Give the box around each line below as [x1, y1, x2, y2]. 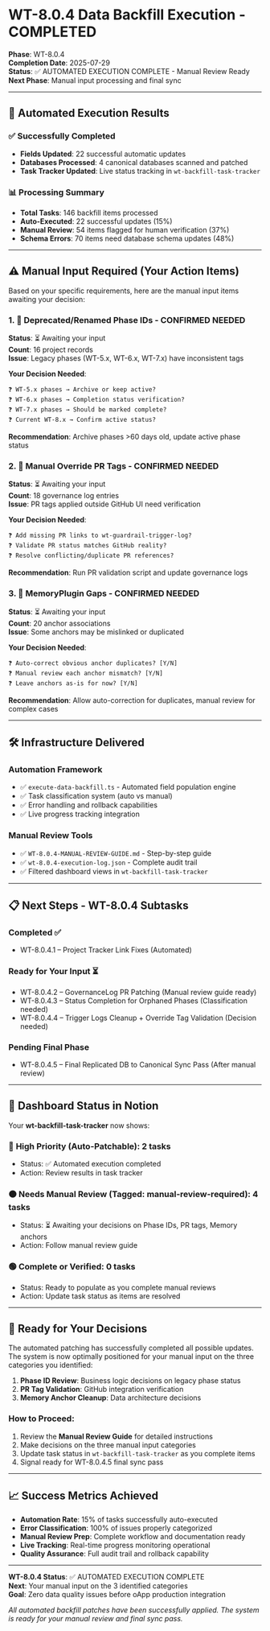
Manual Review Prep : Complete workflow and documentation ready [19, 1531, 246, 1541]
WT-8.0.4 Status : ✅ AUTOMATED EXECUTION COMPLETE [8, 1571, 205, 1581]
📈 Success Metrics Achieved [8, 1489, 159, 1503]
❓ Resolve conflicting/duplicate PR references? [8, 551, 174, 560]
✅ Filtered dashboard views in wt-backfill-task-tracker [19, 866, 209, 876]
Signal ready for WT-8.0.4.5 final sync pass [19, 1457, 164, 1467]
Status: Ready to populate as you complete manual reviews [19, 1282, 216, 1292]
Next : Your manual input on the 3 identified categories [8, 1580, 189, 1591]
